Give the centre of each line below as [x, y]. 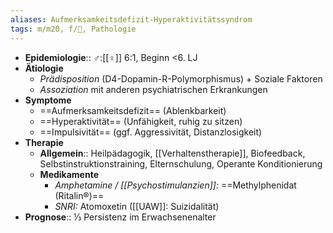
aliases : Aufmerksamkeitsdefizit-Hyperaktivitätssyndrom [131, 19]
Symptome [48, 100]
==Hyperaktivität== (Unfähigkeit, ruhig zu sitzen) [141, 121]
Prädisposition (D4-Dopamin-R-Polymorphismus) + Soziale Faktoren [181, 78]
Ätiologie [44, 68]
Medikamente [69, 174]
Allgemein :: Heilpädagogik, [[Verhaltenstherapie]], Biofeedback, [172, 153]
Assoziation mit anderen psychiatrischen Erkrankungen [153, 89]
